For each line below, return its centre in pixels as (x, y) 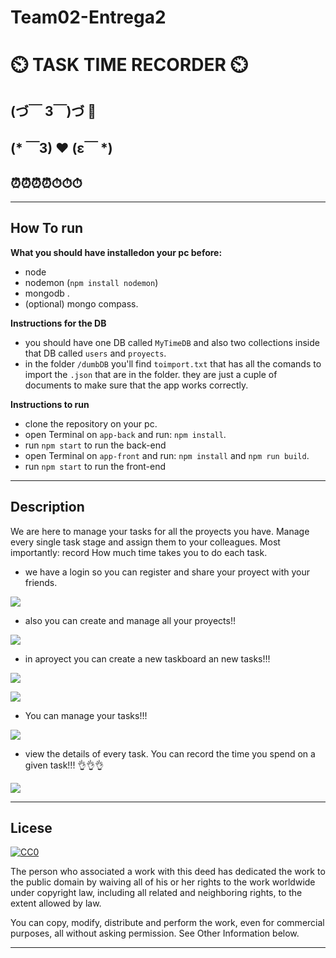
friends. (41, 582)
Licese (31, 827)
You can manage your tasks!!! (86, 715)
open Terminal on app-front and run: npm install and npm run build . (167, 455)
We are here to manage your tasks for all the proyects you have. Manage (160, 531)
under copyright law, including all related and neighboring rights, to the (156, 893)
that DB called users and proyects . (95, 353)
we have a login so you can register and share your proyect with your (167, 572)
